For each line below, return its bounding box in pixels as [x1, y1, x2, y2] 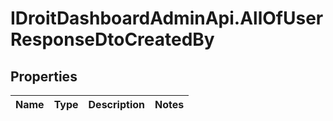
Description [88, 98, 145, 111]
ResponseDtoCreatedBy [10, 28, 215, 51]
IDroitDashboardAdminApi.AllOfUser [10, 7, 324, 30]
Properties [10, 68, 78, 85]
